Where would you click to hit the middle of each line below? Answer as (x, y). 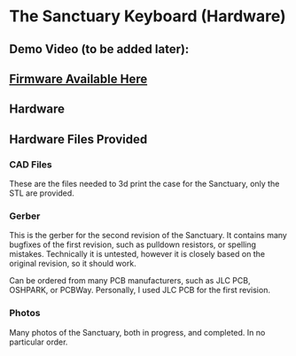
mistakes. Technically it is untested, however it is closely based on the (137, 254)
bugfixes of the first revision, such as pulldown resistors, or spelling (133, 244)
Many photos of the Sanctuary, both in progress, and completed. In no (137, 332)
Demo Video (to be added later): (99, 49)
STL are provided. (42, 193)
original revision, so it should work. (73, 264)
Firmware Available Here (78, 78)
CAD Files (31, 164)
